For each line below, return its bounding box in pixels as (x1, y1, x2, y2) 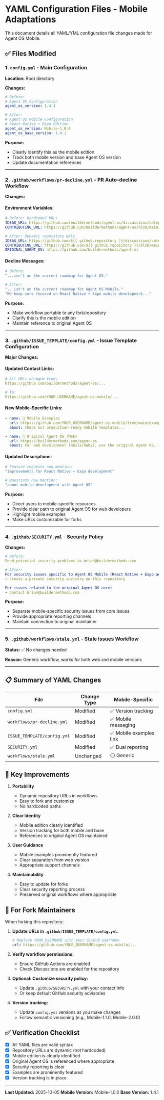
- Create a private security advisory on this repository (5, 576, 125, 581)
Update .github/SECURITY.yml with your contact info (19, 985, 124, 991)
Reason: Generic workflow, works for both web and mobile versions (5, 656, 142, 662)
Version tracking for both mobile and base (19, 828, 104, 834)
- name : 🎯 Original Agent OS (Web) (5, 434, 78, 439)
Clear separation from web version (19, 857, 89, 863)
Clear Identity (12, 813, 41, 819)
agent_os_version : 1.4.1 (5, 104, 56, 108)
